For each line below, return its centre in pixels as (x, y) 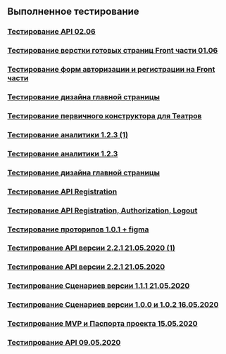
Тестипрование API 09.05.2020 (64, 343)
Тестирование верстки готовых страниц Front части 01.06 (113, 51)
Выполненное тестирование (73, 12)
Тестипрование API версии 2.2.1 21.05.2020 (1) (92, 248)
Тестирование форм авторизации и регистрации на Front (111, 70)
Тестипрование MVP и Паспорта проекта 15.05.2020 (103, 324)
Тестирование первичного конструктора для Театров (105, 116)
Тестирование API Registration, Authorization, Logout (102, 210)
